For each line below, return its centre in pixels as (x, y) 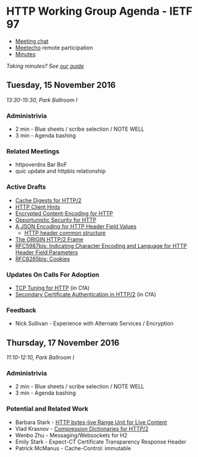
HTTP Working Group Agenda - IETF (100, 11)
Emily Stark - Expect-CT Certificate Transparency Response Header (101, 442)
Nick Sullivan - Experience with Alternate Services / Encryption (94, 324)
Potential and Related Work (47, 409)
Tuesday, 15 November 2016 (61, 85)
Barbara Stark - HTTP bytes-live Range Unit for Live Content (91, 422)
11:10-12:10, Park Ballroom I (40, 357)
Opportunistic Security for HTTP (56, 220)
